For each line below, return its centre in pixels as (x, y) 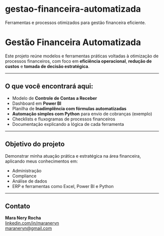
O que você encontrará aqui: (49, 86)
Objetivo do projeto (35, 144)
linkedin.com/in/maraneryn (32, 223)
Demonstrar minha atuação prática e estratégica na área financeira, (73, 156)
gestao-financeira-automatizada (73, 9)
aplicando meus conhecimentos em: (41, 161)
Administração (27, 170)
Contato (18, 206)
